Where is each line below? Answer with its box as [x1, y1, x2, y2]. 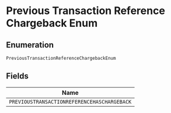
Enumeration [6, 40, 54, 50]
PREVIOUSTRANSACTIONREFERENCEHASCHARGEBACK [9, 98, 132, 105]
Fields [6, 71, 29, 81]
